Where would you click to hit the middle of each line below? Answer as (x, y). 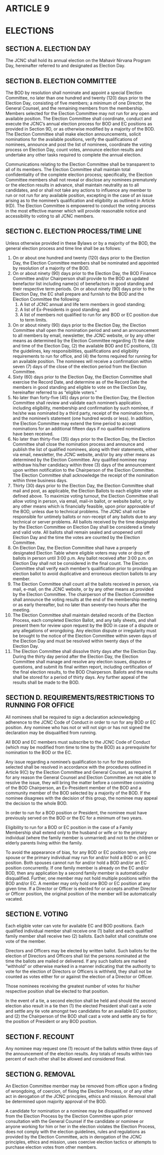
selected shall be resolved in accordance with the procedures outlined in (78, 767)
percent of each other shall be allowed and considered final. (66, 1059)
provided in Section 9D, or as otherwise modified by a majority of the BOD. (80, 129)
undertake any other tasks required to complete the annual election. (73, 155)
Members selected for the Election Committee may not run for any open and (82, 113)
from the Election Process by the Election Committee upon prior (69, 1116)
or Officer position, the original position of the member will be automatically (81, 894)
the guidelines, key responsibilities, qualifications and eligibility (76, 351)
